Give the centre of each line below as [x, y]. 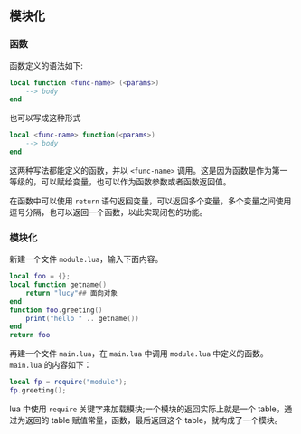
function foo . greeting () [56, 310]
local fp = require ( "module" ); [68, 382]
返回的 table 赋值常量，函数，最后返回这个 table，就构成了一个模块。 [154, 420]
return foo [30, 335]
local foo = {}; [40, 277]
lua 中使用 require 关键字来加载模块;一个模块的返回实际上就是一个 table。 [147, 409]
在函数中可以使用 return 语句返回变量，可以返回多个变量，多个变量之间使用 [150, 201]
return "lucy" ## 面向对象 [71, 293]
